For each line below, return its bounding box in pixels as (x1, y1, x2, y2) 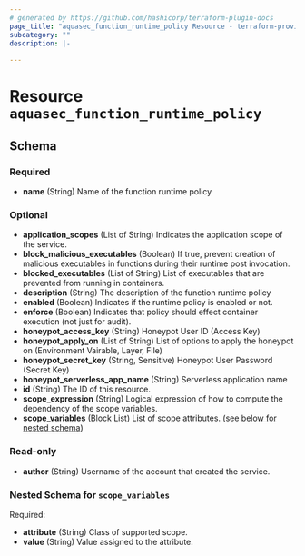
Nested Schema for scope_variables (9, 488, 171, 501)
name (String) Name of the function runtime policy (22, 186, 212, 196)
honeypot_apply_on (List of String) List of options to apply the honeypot (22, 335, 294, 346)
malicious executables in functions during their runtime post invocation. (22, 258, 290, 269)
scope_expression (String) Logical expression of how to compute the (22, 393, 283, 404)
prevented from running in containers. (22, 278, 165, 289)
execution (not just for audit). (22, 316, 132, 327)
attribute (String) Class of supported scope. (22, 526, 188, 537)
